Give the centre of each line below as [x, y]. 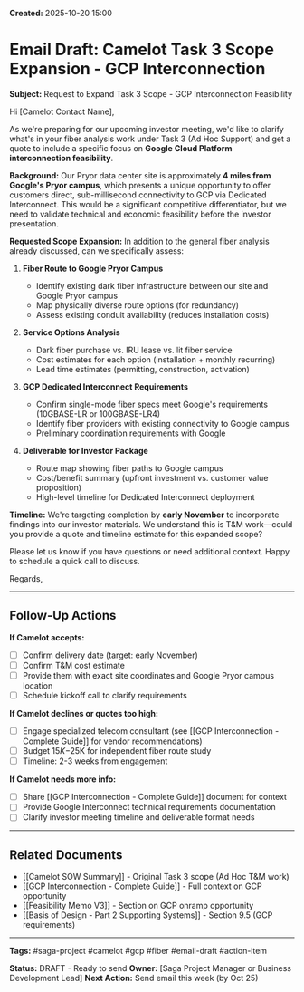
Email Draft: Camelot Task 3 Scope [142, 50]
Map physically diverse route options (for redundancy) [138, 305]
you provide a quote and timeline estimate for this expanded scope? [136, 534]
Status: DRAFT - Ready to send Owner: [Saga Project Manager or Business [151, 968]
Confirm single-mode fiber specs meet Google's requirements [152, 404]
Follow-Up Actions [63, 616]
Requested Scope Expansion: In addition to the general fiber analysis [139, 241]
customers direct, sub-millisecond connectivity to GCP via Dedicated [138, 195]
